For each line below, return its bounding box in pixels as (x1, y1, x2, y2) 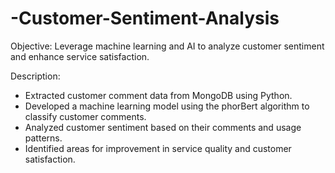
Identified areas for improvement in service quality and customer (24, 142, 292, 154)
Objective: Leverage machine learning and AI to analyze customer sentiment (10, 40, 325, 52)
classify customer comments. (24, 110, 147, 122)
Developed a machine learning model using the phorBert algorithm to (24, 100, 310, 112)
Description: (10, 70, 61, 82)
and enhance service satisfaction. (10, 50, 150, 62)
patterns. (24, 132, 63, 144)
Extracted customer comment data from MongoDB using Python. (24, 89, 293, 101)
